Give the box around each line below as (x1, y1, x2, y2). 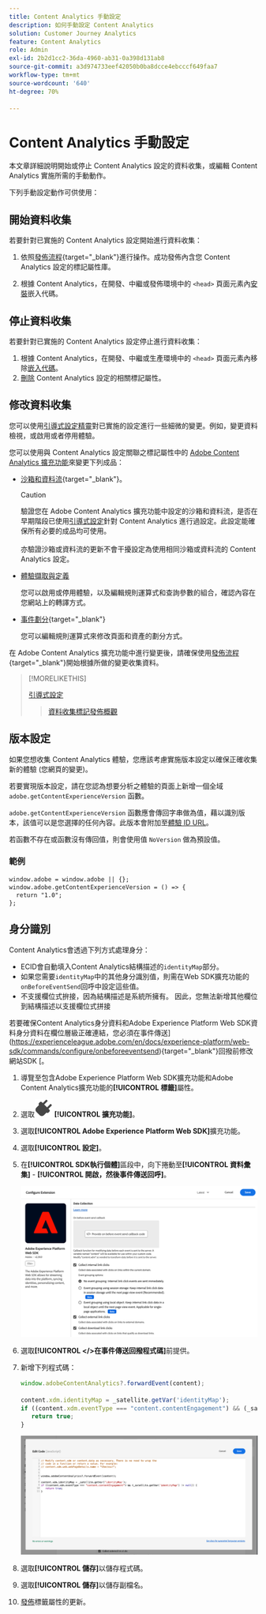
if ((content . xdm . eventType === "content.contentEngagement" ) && (20, 1404, 240, 1413)
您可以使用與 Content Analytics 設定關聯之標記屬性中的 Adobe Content (9, 447, 240, 457)
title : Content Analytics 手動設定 (9, 13, 122, 21)
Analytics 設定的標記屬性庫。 (20, 262, 115, 272)
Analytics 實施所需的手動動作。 (9, 171, 111, 181)
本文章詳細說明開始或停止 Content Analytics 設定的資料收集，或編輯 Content (9, 161, 258, 171)
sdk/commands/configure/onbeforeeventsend (9, 1046, 159, 1056)
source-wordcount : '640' (9, 79, 91, 87)
